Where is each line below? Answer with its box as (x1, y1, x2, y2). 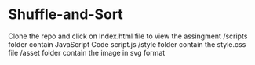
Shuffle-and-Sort (8, 5, 123, 23)
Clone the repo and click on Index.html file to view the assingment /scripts (8, 31, 248, 41)
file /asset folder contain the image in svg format (8, 48, 166, 57)
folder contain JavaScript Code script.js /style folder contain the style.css (8, 39, 246, 49)
